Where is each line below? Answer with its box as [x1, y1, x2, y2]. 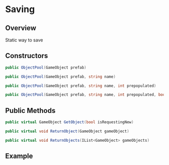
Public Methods [5, 106, 56, 115]
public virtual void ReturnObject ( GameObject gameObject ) [5, 129, 129, 134]
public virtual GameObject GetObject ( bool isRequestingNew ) [5, 120, 134, 125]
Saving [5, 4, 35, 15]
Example [5, 152, 33, 160]
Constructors [5, 51, 48, 60]
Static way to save [5, 37, 43, 43]
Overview [5, 24, 37, 32]
